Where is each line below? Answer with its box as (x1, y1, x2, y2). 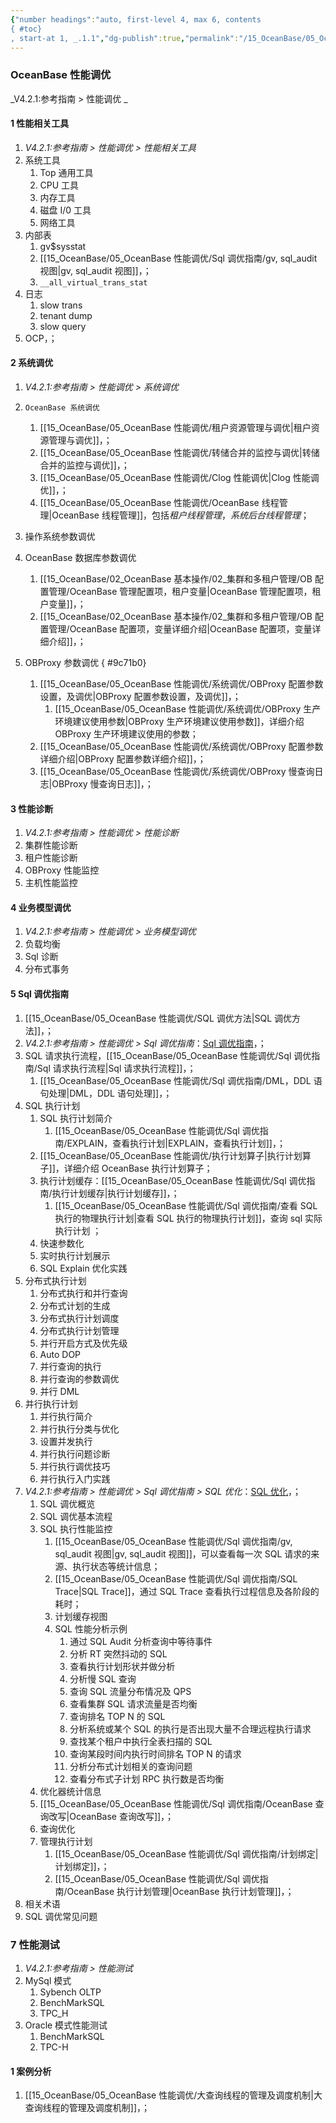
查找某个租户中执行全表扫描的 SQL (69, 1735, 213, 1747)
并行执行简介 (39, 1410, 93, 1422)
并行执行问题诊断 (39, 1447, 111, 1460)
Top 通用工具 (39, 166, 94, 178)
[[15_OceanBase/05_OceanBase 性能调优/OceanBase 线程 (39, 497, 280, 509)
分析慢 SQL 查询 (69, 1672, 137, 1685)
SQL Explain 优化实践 (39, 1262, 128, 1274)
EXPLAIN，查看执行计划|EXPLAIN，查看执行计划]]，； (66, 1137, 286, 1149)
